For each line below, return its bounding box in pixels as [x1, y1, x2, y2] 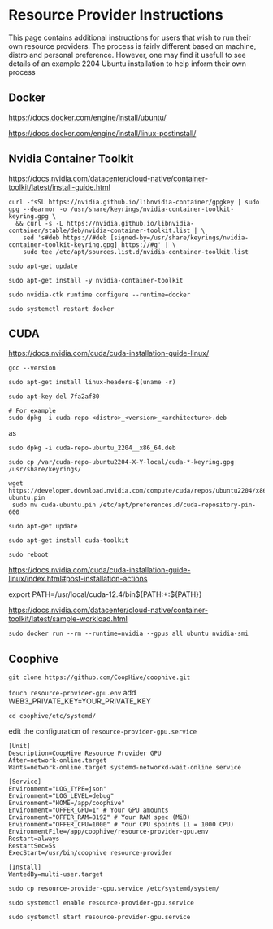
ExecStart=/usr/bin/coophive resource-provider [8, 849, 173, 857]
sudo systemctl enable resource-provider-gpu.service [8, 899, 195, 907]
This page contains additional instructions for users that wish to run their [8, 33, 252, 42]
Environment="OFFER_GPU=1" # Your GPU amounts [8, 806, 169, 815]
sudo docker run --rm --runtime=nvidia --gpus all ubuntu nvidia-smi [8, 629, 249, 638]
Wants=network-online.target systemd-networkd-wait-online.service [8, 764, 242, 772]
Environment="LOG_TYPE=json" [8, 785, 107, 793]
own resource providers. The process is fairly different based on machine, [8, 41, 257, 50]
